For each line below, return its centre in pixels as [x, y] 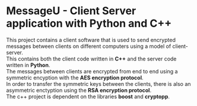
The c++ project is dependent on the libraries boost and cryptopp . [88, 97]
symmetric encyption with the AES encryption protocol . [75, 78]
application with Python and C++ [89, 23]
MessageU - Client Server [71, 11]
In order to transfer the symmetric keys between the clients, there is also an [99, 83]
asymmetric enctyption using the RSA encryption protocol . [79, 90]
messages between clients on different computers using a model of [89, 46]
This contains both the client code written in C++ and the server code [91, 59]
